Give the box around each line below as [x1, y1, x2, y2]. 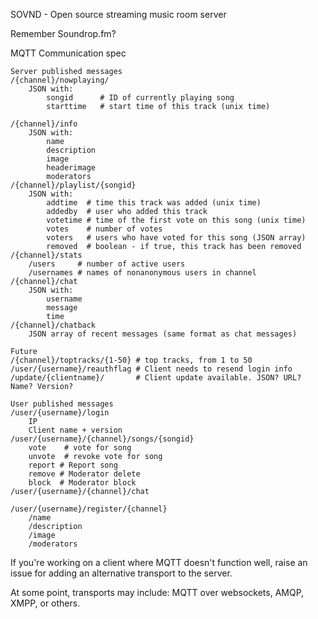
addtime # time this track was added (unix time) [46, 198, 262, 208]
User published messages [10, 399, 114, 409]
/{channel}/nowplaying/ [10, 75, 110, 85]
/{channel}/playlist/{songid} [10, 180, 137, 190]
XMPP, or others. [10, 597, 81, 609]
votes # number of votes [46, 224, 163, 234]
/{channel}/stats [10, 250, 83, 260]
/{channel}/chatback [10, 320, 97, 330]
